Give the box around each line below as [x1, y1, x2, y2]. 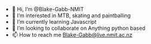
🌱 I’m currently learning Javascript [11, 18, 97, 25]
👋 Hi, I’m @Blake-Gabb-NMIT [11, 6, 84, 12]
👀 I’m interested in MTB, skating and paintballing [11, 12, 131, 19]
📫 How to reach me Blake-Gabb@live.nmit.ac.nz [11, 32, 132, 38]
